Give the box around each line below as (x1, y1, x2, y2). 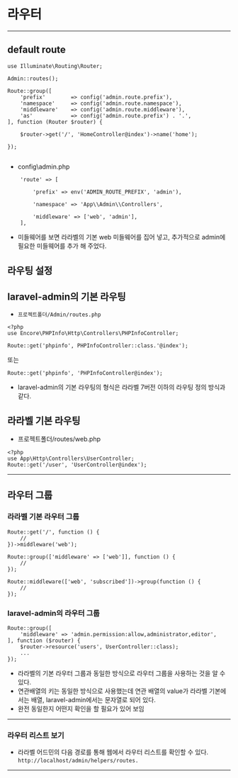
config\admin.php (17, 162, 70, 171)
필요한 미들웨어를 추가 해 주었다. (17, 242, 107, 250)
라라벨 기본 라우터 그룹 (7, 512, 80, 522)
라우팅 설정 (7, 264, 53, 276)
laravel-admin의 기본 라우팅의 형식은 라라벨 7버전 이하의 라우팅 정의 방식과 (17, 383, 226, 392)
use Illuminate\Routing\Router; (7, 62, 103, 69)
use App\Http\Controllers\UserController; (7, 455, 135, 463)
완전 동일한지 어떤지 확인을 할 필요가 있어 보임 (17, 704, 144, 713)
